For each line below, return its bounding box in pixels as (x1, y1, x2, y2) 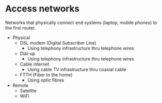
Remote (12, 82, 29, 88)
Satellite (19, 87, 36, 93)
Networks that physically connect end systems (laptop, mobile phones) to (5, 19, 157, 25)
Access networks (5, 3, 80, 14)
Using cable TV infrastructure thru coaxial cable (27, 66, 126, 72)
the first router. (5, 24, 36, 30)
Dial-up (19, 50, 35, 56)
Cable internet (19, 61, 49, 67)
